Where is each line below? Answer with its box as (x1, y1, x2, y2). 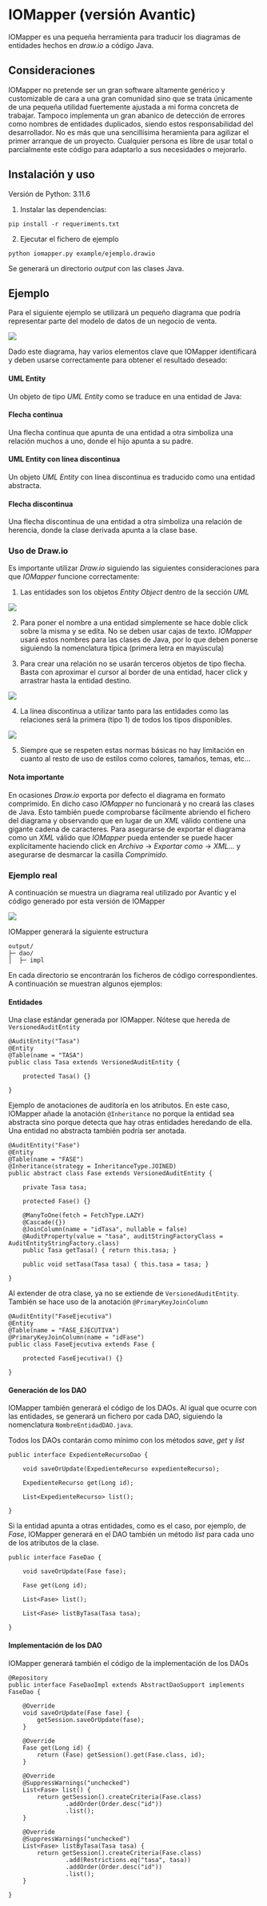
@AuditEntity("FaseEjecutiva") (8, 1312, 113, 1321)
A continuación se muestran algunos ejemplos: (8, 979, 163, 988)
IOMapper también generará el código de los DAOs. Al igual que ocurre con (8, 1403, 257, 1413)
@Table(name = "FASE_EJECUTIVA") (8, 1327, 120, 1335)
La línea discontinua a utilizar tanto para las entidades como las (19, 707, 229, 716)
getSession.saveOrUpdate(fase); (37, 1716, 145, 1724)
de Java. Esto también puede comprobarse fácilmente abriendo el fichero (8, 807, 251, 817)
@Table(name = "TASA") (8, 1051, 84, 1059)
